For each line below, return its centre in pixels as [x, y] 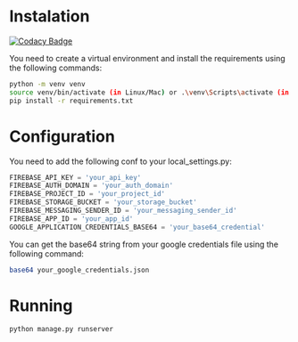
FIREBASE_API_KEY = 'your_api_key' [75, 177]
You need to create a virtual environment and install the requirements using [147, 58]
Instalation [50, 16]
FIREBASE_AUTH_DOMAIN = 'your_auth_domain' [91, 186]
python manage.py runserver [62, 330]
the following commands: [56, 68]
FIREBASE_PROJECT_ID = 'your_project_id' [87, 194]
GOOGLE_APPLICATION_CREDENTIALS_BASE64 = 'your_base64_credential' [137, 227]
